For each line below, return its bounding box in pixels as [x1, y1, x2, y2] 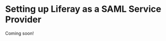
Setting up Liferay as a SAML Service [5, 3, 162, 15]
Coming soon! [5, 30, 34, 36]
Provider [5, 14, 41, 25]
